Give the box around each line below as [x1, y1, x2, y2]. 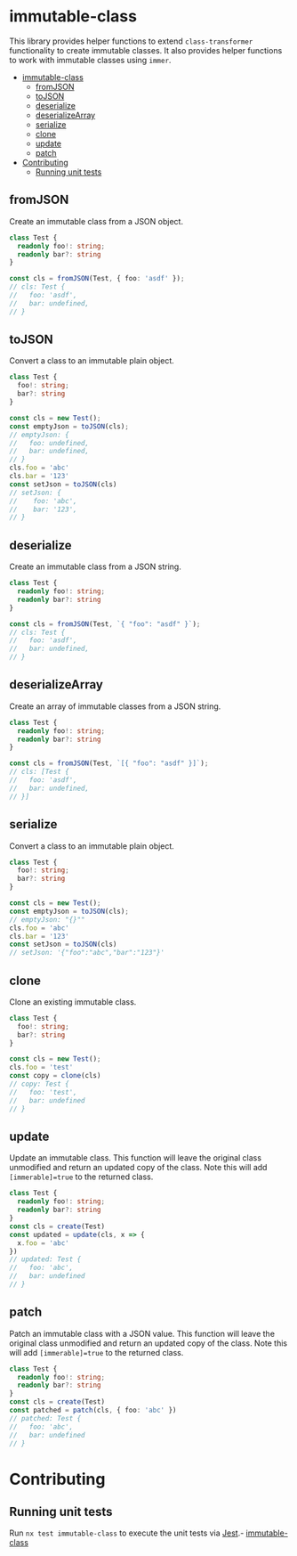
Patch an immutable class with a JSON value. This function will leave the [9, 1328, 276, 1339]
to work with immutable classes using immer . [9, 54, 172, 65]
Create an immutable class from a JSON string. [9, 561, 182, 572]
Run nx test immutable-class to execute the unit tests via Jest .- [9, 1527, 245, 1538]
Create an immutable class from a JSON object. [9, 216, 184, 226]
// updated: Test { [9, 1255, 82, 1264]
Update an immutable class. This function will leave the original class [9, 1153, 262, 1163]
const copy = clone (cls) [9, 1071, 101, 1080]
